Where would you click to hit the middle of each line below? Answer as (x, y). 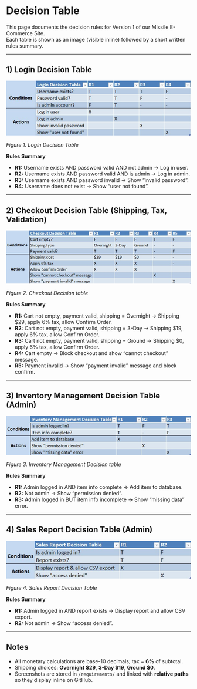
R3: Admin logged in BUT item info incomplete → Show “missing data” (99, 499)
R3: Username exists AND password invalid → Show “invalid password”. (101, 180)
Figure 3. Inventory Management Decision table (64, 464)
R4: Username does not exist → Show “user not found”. (82, 187)
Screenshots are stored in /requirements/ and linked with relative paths (101, 674)
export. (23, 617)
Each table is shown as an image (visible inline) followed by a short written (96, 39)
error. (21, 505)
